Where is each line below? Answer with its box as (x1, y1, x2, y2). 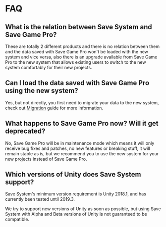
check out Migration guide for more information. (5, 105, 103, 111)
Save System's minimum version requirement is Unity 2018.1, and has (5, 191, 146, 197)
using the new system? (5, 87, 78, 95)
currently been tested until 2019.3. (5, 196, 75, 202)
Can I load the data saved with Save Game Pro (5, 79, 150, 87)
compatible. (5, 216, 30, 223)
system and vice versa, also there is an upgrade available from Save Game (5, 54, 158, 60)
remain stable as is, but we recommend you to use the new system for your (5, 150, 159, 156)
